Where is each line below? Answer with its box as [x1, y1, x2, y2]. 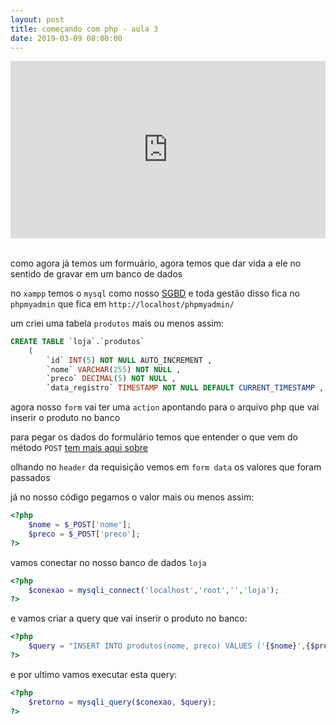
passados [10, 472, 51, 484]
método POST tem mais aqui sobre [10, 442, 148, 454]
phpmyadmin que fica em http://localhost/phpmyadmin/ [10, 297, 235, 310]
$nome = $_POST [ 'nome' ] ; [28, 520, 132, 530]
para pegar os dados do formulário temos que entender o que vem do [10, 431, 298, 443]
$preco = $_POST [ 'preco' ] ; [28, 529, 141, 539]
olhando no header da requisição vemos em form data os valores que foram [10, 461, 322, 473]
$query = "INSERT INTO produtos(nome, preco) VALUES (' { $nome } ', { [28, 641, 311, 651]
